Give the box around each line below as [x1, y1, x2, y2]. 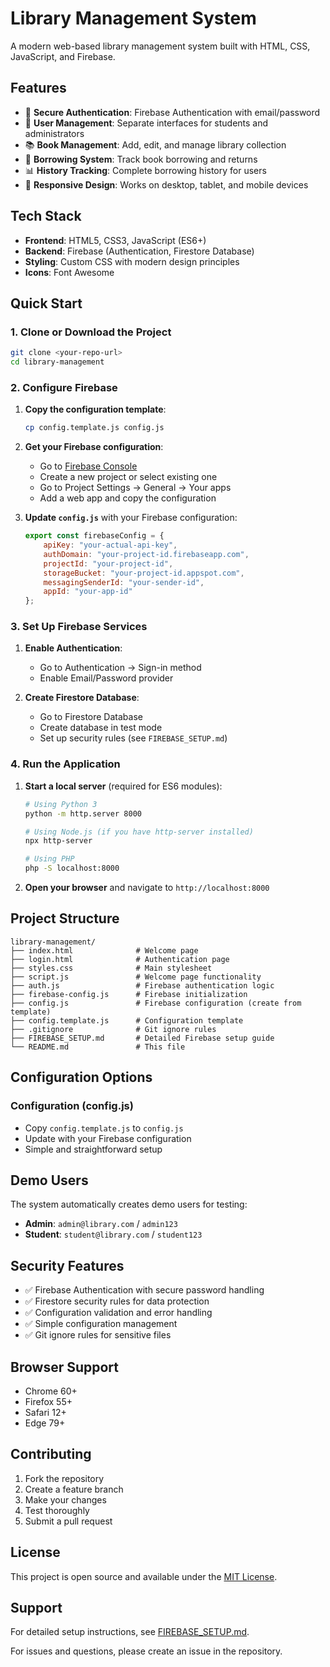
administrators [24, 127, 85, 139]
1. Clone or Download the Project [10, 325, 172, 339]
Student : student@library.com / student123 [24, 1228, 203, 1241]
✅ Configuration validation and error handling [24, 1307, 213, 1319]
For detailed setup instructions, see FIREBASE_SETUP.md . [10, 1626, 250, 1638]
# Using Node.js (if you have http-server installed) [24, 827, 254, 837]
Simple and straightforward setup [24, 1143, 163, 1155]
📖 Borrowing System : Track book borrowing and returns [24, 153, 258, 165]
